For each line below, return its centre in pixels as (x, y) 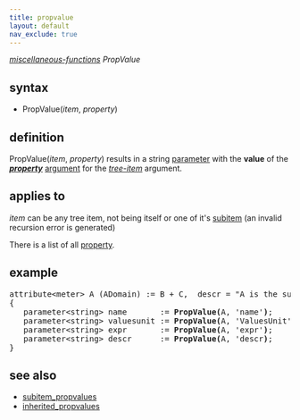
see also (33, 376)
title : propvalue (42, 17)
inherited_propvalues (61, 407)
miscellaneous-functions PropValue (75, 60)
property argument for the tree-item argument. (96, 168)
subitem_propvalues (59, 397)
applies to (37, 196)
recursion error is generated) (62, 227)
